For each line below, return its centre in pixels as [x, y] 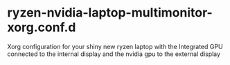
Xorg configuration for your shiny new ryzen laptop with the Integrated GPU [115, 46]
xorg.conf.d [42, 27]
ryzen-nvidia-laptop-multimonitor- [110, 13]
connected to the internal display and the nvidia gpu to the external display [114, 54]
